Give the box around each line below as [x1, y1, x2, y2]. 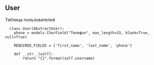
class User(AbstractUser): [9, 26, 65, 31]
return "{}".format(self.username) [22, 56, 95, 61]
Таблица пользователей [5, 16, 55, 22]
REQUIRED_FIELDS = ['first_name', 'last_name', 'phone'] [14, 43, 132, 48]
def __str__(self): [14, 51, 54, 56]
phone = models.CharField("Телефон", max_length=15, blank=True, [14, 30, 150, 35]
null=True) [5, 34, 27, 39]
